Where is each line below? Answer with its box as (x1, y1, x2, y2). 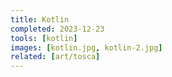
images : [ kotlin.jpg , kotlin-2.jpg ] (10, 42, 163, 53)
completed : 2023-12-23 (10, 24, 105, 34)
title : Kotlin (10, 14, 70, 25)
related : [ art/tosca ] (10, 52, 101, 62)
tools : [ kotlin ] (10, 33, 78, 43)
